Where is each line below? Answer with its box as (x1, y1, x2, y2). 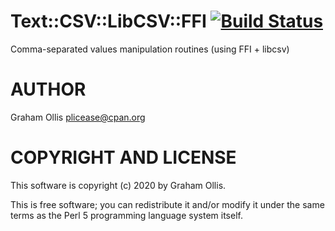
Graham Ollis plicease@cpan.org (10, 111, 146, 123)
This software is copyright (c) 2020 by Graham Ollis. (10, 179, 227, 191)
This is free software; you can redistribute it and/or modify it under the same (10, 198, 325, 210)
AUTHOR (10, 78, 87, 101)
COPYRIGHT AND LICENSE (10, 146, 237, 169)
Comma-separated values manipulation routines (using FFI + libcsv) (10, 43, 290, 55)
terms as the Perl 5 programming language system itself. (10, 209, 243, 221)
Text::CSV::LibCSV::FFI (10, 10, 207, 33)
